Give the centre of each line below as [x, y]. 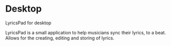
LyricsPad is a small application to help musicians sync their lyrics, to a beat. [86, 32]
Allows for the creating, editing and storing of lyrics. [60, 38]
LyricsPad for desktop [28, 23]
